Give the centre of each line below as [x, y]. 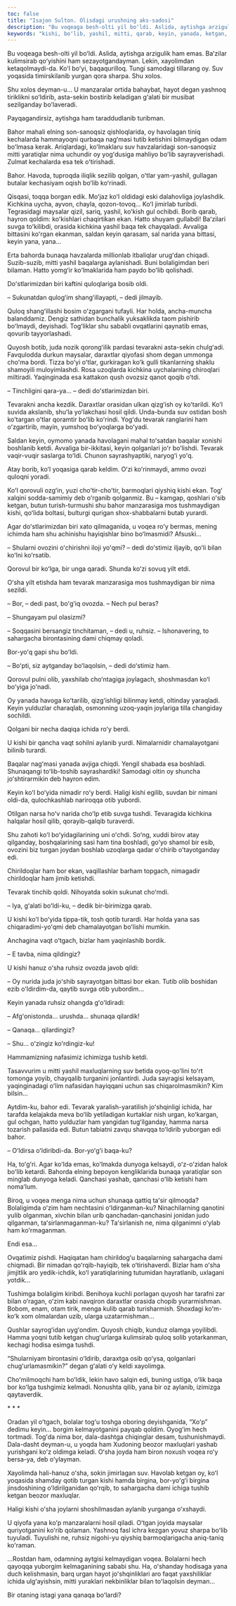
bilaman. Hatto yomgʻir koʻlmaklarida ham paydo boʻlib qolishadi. [101, 270]
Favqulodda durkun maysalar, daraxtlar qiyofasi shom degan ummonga [110, 355]
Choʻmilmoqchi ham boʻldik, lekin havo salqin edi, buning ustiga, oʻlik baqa [115, 1380]
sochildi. [19, 715]
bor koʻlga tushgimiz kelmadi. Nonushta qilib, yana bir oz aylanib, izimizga [114, 1387]
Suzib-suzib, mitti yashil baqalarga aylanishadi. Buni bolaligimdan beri [108, 263]
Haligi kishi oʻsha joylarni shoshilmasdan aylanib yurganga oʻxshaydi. [107, 1509]
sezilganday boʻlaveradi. [42, 105]
